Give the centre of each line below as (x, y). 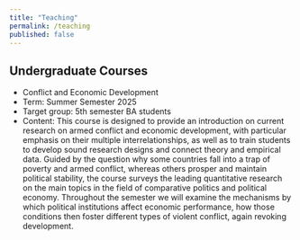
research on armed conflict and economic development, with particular (154, 130)
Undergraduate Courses (79, 71)
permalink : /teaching (50, 26)
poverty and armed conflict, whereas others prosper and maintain (145, 169)
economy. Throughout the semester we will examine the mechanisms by (157, 198)
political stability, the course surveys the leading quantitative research (152, 178)
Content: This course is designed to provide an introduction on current (153, 121)
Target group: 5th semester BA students (96, 111)
